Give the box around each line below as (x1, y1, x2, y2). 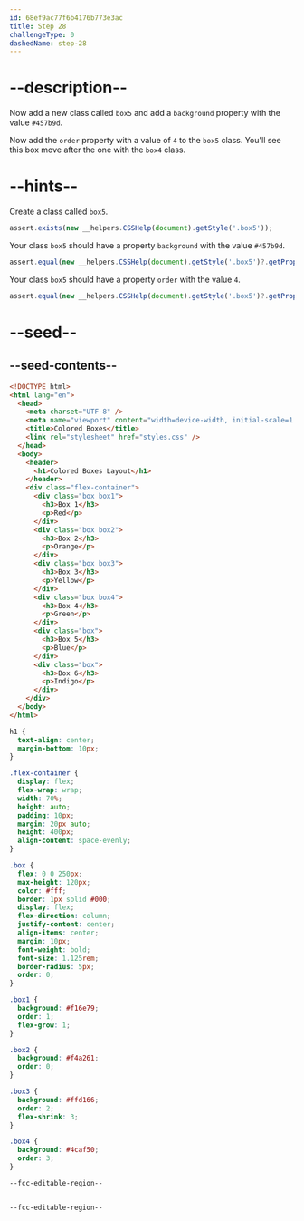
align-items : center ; (17, 928, 100, 937)
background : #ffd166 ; (17, 1095, 100, 1104)
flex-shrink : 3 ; (17, 1112, 79, 1121)
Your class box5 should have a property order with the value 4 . (9, 274, 242, 285)
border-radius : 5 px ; (17, 962, 95, 971)
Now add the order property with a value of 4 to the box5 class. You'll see (9, 135, 282, 146)
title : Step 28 (9, 22, 67, 31)
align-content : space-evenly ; (17, 836, 131, 846)
